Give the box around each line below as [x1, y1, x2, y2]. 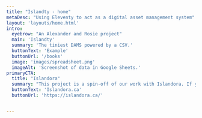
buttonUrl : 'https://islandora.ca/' [11, 92, 103, 98]
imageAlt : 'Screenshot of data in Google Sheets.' [11, 64, 141, 71]
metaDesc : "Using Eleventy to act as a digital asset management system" [6, 14, 195, 20]
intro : [6, 25, 23, 32]
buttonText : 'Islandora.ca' [11, 87, 82, 93]
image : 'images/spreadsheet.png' [11, 59, 96, 65]
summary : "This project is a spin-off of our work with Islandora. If [11, 81, 192, 87]
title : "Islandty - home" [6, 8, 71, 15]
